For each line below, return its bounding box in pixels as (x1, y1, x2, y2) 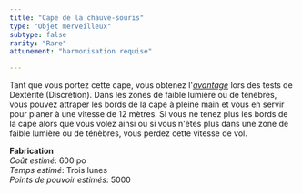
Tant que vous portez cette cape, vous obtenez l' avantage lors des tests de (9, 80, 293, 91)
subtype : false (9, 30, 67, 39)
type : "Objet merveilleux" (9, 22, 112, 31)
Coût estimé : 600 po (9, 155, 86, 166)
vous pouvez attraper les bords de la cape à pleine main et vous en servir (9, 99, 285, 110)
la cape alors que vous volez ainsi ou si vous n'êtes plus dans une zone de (9, 119, 289, 130)
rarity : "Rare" (9, 38, 67, 48)
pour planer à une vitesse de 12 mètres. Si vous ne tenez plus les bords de (9, 109, 288, 120)
